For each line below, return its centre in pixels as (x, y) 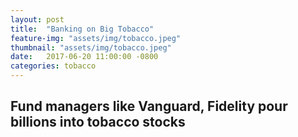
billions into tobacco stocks (98, 122)
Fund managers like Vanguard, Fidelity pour (149, 106)
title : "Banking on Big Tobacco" (82, 29)
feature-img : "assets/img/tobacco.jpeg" (96, 38)
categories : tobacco (53, 66)
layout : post (37, 19)
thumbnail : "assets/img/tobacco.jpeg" (91, 47)
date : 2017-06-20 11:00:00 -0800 (84, 57)
